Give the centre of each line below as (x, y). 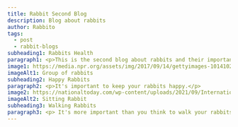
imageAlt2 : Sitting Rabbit (47, 99)
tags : (15, 34)
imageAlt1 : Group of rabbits (50, 73)
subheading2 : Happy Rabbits (49, 79)
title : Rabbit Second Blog (47, 14)
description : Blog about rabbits (57, 20)
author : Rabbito (31, 27)
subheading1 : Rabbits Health (50, 54)
